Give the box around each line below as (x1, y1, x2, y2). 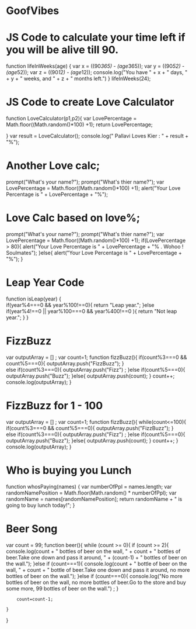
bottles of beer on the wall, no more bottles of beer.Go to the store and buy (6, 579, 187, 586)
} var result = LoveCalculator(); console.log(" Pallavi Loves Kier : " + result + (6, 133, 189, 140)
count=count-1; (16, 596, 54, 602)
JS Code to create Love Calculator (6, 95, 174, 109)
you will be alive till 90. (6, 43, 119, 57)
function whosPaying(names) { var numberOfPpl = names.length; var (6, 483, 172, 490)
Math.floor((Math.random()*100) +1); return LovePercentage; (6, 121, 153, 128)
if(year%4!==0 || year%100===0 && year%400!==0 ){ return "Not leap (6, 307, 177, 314)
